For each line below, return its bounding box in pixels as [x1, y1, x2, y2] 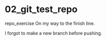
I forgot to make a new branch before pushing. [5, 30, 102, 36]
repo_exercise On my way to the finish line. [5, 20, 95, 26]
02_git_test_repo [5, 4, 77, 15]
